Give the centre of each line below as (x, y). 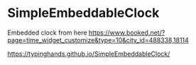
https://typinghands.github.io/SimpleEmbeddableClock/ (89, 54)
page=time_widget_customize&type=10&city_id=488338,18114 (98, 40)
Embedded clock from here (47, 32)
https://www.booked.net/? (127, 32)
